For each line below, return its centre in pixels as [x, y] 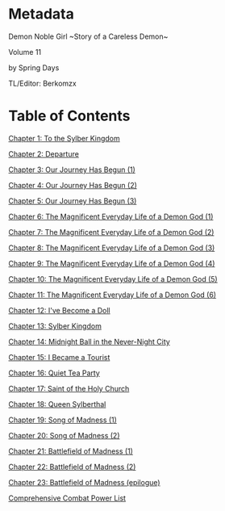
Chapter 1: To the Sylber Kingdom [65, 138]
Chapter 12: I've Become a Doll [59, 310]
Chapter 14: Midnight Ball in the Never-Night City [90, 341]
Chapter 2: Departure [44, 153]
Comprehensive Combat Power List [67, 498]
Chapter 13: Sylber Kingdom [55, 326]
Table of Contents [69, 116]
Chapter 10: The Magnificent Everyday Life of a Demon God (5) [113, 279]
